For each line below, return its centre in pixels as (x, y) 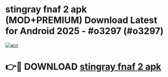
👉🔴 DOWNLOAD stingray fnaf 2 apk (83, 67)
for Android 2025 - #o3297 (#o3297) (85, 31)
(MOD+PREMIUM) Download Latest (81, 20)
